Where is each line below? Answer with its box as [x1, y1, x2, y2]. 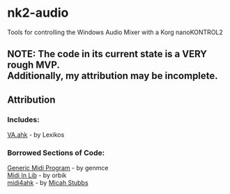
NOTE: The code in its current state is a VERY [7, 48, 208, 60]
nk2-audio [7, 5, 69, 21]
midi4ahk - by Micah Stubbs [7, 179, 89, 187]
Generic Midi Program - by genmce [7, 164, 109, 172]
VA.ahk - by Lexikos [7, 130, 65, 139]
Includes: [7, 114, 40, 124]
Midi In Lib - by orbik [7, 171, 67, 179]
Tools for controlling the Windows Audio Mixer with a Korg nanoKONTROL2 [7, 28, 223, 36]
